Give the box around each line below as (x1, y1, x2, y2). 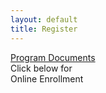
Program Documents (10, 51, 96, 63)
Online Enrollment (10, 72, 84, 85)
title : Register (10, 24, 78, 34)
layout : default (10, 14, 78, 25)
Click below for (10, 62, 73, 74)
